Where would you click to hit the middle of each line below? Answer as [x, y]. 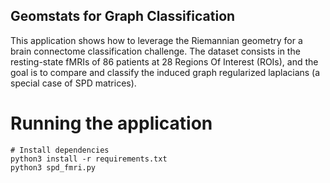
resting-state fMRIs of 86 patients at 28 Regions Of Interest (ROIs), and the [164, 61]
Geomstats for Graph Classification [123, 16]
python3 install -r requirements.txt [89, 159]
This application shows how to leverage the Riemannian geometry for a [156, 40]
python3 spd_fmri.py [53, 167]
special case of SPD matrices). [73, 83]
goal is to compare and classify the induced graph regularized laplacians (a [165, 72]
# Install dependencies [60, 150]
